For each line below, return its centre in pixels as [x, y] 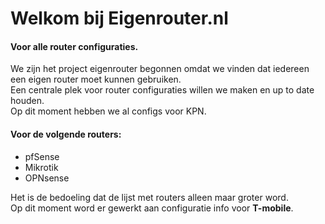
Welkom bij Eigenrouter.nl [119, 18]
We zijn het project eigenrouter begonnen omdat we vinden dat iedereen [160, 69]
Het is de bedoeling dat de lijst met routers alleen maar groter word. [149, 197]
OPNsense [47, 178]
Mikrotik [41, 167]
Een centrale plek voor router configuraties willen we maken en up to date [162, 90]
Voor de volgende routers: [66, 134]
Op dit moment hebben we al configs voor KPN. [108, 111]
